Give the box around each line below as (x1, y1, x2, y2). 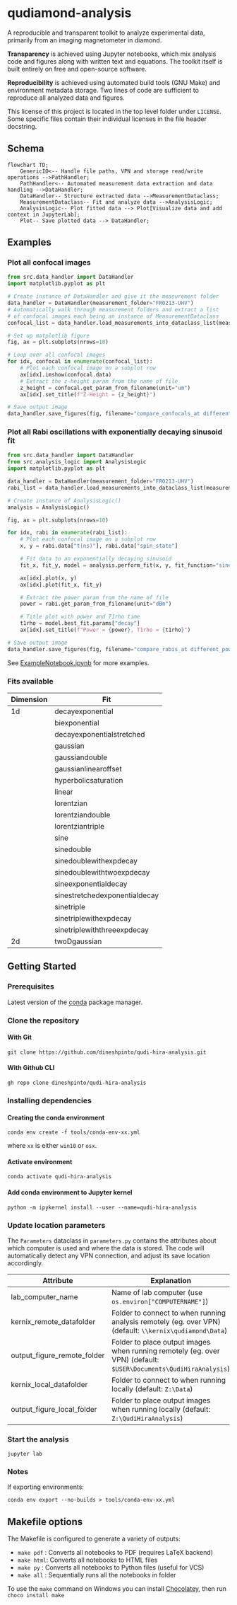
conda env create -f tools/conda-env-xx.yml (7, 1129, 140, 1137)
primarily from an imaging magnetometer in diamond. (7, 35, 162, 44)
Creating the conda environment (7, 1113, 105, 1122)
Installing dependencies (7, 1095, 92, 1105)
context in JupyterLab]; (7, 211, 80, 218)
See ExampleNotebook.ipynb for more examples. (7, 658, 150, 667)
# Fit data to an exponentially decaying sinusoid (20, 556, 172, 563)
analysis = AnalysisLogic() (7, 504, 90, 511)
